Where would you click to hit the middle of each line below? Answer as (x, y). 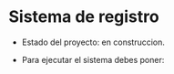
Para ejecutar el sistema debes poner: (93, 59)
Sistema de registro (84, 17)
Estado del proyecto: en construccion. (93, 42)
